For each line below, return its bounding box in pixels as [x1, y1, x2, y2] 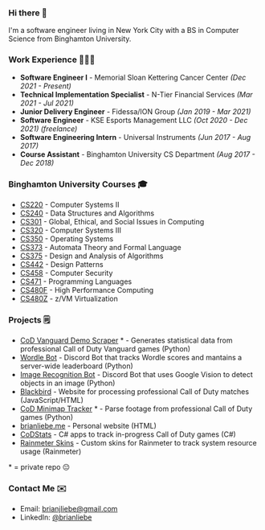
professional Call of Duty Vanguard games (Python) [19, 344, 191, 354]
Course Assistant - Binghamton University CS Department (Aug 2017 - [19, 149, 255, 159]
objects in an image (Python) [19, 378, 116, 388]
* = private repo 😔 [8, 462, 71, 472]
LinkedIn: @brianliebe [19, 512, 92, 522]
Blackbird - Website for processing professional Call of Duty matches [19, 387, 250, 396]
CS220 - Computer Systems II [19, 199, 120, 209]
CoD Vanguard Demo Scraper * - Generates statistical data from [19, 335, 233, 345]
